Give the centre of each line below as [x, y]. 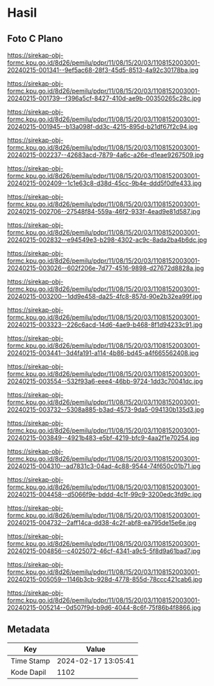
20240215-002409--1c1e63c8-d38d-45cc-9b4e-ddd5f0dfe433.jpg [105, 183]
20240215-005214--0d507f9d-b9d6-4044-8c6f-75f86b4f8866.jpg [104, 608]
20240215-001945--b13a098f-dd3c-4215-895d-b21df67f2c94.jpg [102, 126]
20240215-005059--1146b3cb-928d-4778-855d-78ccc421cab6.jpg [105, 579]
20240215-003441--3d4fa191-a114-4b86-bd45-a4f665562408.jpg [103, 353]
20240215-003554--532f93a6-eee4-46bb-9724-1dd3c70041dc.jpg [105, 381]
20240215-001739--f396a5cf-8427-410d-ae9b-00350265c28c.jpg [104, 98]
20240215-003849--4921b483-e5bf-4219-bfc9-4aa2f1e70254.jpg [103, 438]
